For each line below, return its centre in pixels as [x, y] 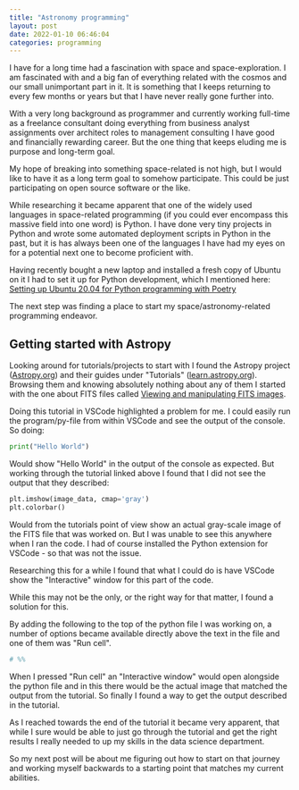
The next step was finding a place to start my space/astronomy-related [140, 307]
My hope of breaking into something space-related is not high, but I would [146, 169]
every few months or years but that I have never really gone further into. [142, 97]
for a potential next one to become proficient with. [101, 253]
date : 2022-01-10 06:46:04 [59, 34]
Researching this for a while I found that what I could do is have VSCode [142, 570]
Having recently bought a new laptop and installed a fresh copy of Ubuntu [145, 270]
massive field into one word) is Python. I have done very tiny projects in [141, 224]
